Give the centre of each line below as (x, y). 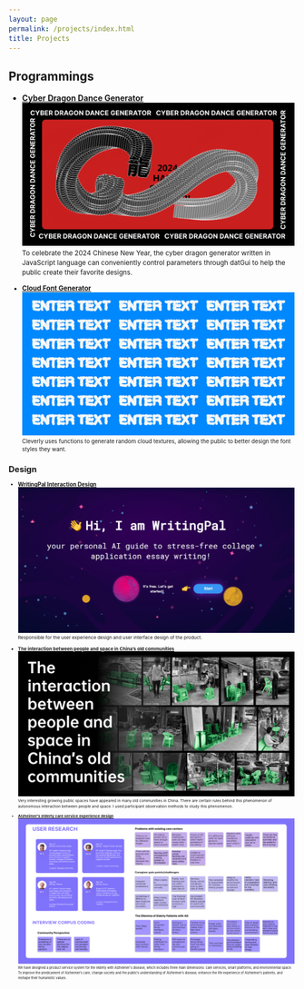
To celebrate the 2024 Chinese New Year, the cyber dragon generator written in (146, 253)
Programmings (51, 76)
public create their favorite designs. (77, 272)
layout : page (33, 19)
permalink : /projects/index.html (72, 29)
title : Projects (39, 38)
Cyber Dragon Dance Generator (83, 98)
